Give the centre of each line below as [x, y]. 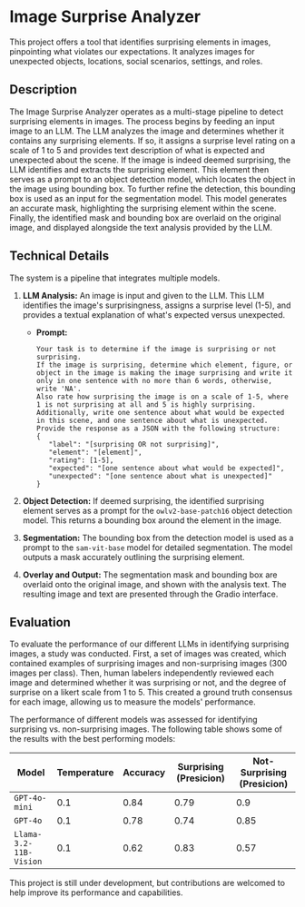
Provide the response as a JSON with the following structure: [158, 429]
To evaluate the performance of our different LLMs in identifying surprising [149, 644]
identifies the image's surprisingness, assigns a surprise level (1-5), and [157, 305]
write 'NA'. [59, 389]
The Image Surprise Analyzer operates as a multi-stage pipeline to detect [147, 112]
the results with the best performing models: [92, 739]
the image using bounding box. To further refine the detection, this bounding [152, 189]
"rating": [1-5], [81, 460]
